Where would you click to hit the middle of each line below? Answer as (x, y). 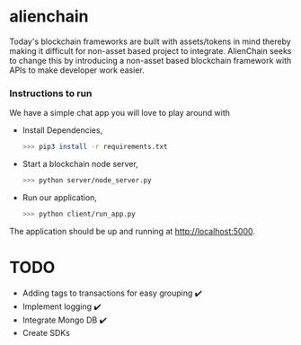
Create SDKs (46, 332)
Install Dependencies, (62, 130)
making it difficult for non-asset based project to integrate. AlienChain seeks (150, 50)
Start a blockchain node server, (80, 164)
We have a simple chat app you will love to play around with (120, 113)
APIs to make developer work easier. (77, 70)
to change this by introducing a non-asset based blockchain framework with (150, 60)
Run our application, (59, 197)
